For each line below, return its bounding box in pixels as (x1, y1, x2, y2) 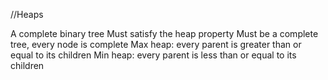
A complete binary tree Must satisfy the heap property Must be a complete (10, 28, 319, 39)
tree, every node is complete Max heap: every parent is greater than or (10, 39, 302, 50)
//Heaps (10, 9, 44, 20)
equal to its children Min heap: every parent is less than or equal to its (10, 49, 297, 61)
